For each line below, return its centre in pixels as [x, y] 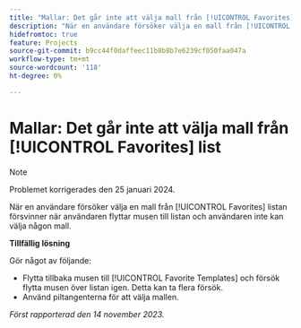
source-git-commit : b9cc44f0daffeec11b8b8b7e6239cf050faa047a [128, 51]
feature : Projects [43, 43]
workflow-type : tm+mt [50, 59]
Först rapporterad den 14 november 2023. [87, 314]
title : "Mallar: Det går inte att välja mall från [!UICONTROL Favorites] [152, 17]
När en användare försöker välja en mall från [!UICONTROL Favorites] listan [149, 206]
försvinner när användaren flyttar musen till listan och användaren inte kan [146, 216]
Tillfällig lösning [39, 243]
